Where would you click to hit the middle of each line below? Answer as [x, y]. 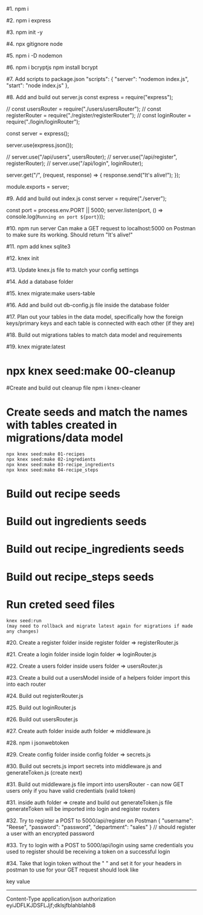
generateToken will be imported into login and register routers [83, 809]
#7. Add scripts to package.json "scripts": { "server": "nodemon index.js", [98, 79]
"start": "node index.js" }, [38, 85]
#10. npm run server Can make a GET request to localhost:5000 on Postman [101, 228]
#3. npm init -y [25, 32]
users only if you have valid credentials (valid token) [71, 790]
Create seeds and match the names [97, 412]
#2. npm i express [29, 20]
